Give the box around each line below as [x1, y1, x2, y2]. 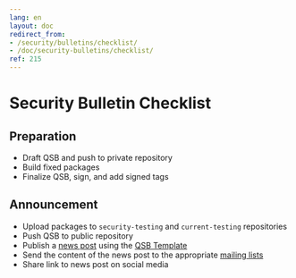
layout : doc [9, 21, 54, 30]
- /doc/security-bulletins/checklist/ [9, 46, 154, 55]
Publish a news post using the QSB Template [21, 240, 188, 250]
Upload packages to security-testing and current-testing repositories [21, 221, 288, 232]
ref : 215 [9, 55, 42, 63]
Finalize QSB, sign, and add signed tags [21, 172, 169, 181]
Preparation [9, 129, 77, 144]
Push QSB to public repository [21, 230, 134, 241]
